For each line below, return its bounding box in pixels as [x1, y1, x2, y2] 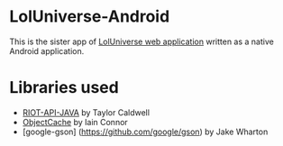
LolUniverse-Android [9, 6, 170, 27]
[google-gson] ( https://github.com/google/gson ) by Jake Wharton [22, 126, 269, 137]
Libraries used [9, 78, 119, 98]
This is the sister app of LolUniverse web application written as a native [9, 36, 275, 47]
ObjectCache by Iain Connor [22, 116, 128, 127]
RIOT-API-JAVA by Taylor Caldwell [22, 106, 151, 118]
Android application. [9, 45, 85, 56]
